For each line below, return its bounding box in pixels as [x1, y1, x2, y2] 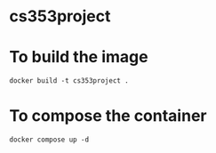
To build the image [9, 47, 148, 68]
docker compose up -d [9, 135, 90, 144]
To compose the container [9, 106, 207, 126]
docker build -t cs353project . [9, 76, 129, 85]
